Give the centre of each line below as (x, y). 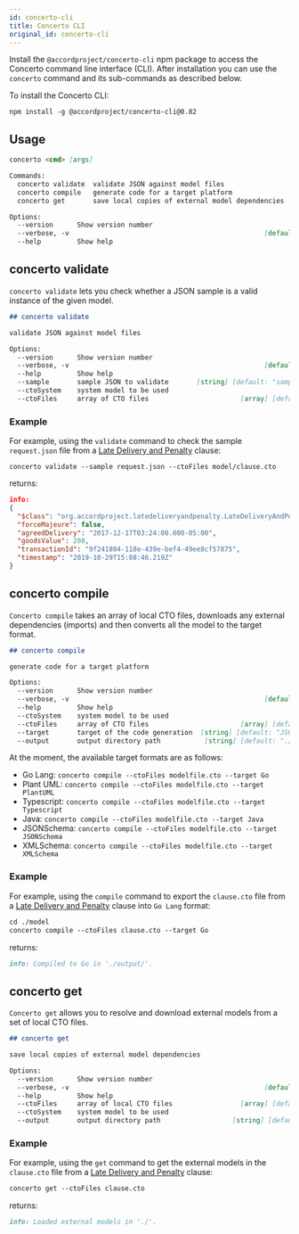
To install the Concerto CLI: (59, 95)
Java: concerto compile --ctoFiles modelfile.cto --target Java (143, 819)
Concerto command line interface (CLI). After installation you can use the (143, 69)
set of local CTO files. (49, 1023)
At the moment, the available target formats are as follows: (117, 758)
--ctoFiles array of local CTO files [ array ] (143, 1104)
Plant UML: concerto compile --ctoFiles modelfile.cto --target (143, 785)
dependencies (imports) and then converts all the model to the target (136, 624)
